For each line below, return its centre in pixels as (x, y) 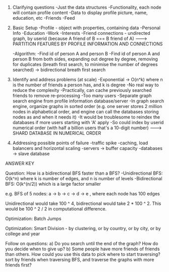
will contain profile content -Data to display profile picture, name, (80, 13)
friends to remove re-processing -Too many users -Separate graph (82, 96)
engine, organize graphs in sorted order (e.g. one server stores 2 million (87, 106)
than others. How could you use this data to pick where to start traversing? (83, 254)
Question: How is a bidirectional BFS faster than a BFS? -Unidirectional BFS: (84, 173)
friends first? (18, 265)
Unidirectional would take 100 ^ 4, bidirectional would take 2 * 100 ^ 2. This (83, 203)
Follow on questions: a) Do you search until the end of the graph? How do (82, 243)
